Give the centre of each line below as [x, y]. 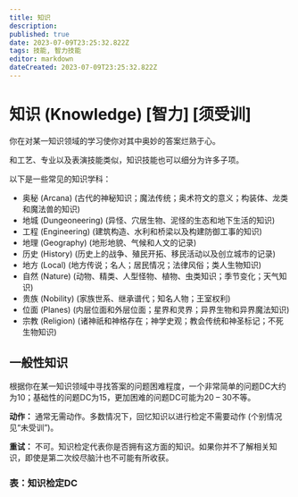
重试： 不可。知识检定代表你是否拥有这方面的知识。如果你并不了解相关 [139, 446]
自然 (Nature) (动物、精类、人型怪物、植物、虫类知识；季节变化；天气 [150, 276]
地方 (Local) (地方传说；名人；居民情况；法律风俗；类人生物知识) [141, 265]
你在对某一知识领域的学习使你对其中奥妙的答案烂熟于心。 [115, 140]
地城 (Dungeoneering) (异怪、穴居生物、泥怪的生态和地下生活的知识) [149, 220]
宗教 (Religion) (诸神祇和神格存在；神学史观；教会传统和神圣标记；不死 [153, 320]
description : [33, 26]
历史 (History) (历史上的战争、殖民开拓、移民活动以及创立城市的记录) [149, 253]
